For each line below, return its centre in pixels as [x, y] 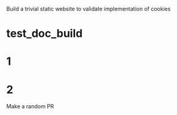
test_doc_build [45, 34]
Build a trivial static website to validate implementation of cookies [88, 9]
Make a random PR [30, 106]
